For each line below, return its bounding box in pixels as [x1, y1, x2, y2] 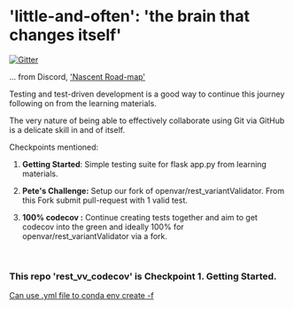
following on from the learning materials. [9, 97, 157, 108]
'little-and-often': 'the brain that [9, 6, 251, 27]
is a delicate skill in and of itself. [9, 124, 126, 135]
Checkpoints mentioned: [9, 142, 99, 152]
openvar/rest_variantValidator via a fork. [21, 230, 168, 241]
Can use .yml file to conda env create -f [9, 290, 154, 301]
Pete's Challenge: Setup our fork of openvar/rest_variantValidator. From [21, 185, 285, 196]
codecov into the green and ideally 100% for [21, 221, 184, 232]
